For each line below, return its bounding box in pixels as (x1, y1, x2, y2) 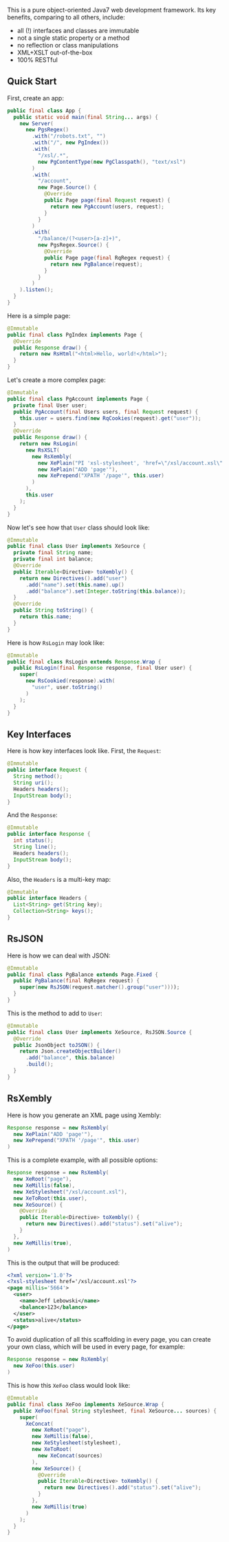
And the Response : (7, 811, 58, 819)
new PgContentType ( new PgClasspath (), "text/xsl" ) (37, 158, 186, 165)
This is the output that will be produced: (7, 1258, 120, 1267)
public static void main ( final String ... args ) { (13, 114, 158, 120)
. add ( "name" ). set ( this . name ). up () (25, 581, 125, 588)
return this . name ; (19, 613, 72, 620)
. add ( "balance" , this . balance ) (25, 1055, 116, 1062)
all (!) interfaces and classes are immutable (17, 27, 140, 34)
